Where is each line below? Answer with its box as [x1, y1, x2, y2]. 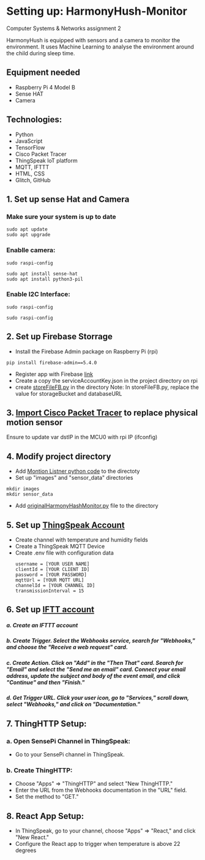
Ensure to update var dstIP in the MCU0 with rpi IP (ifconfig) [6, 434, 158, 441]
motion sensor [6, 417, 63, 428]
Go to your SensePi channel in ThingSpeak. [15, 750, 125, 758]
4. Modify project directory [6, 451, 111, 461]
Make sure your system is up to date [6, 212, 116, 221]
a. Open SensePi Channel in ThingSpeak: [6, 737, 130, 745]
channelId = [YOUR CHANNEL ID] [15, 583, 95, 589]
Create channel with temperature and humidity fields [15, 536, 148, 543]
